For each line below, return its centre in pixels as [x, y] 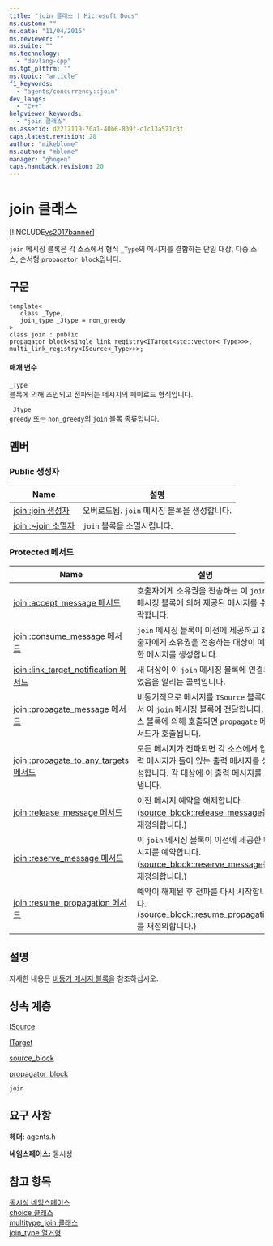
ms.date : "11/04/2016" [47, 31]
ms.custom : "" [33, 24]
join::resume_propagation [62, 903]
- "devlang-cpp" [44, 62]
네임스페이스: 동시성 [41, 1154]
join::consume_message [60, 636]
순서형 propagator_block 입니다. [70, 259]
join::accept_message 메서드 [67, 603]
